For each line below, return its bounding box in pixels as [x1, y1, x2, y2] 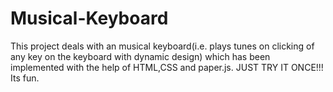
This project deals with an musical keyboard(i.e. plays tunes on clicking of [10, 40, 315, 52]
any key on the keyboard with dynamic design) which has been [10, 50, 271, 62]
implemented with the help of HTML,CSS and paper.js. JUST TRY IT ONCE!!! [10, 61, 324, 73]
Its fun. [10, 72, 40, 84]
